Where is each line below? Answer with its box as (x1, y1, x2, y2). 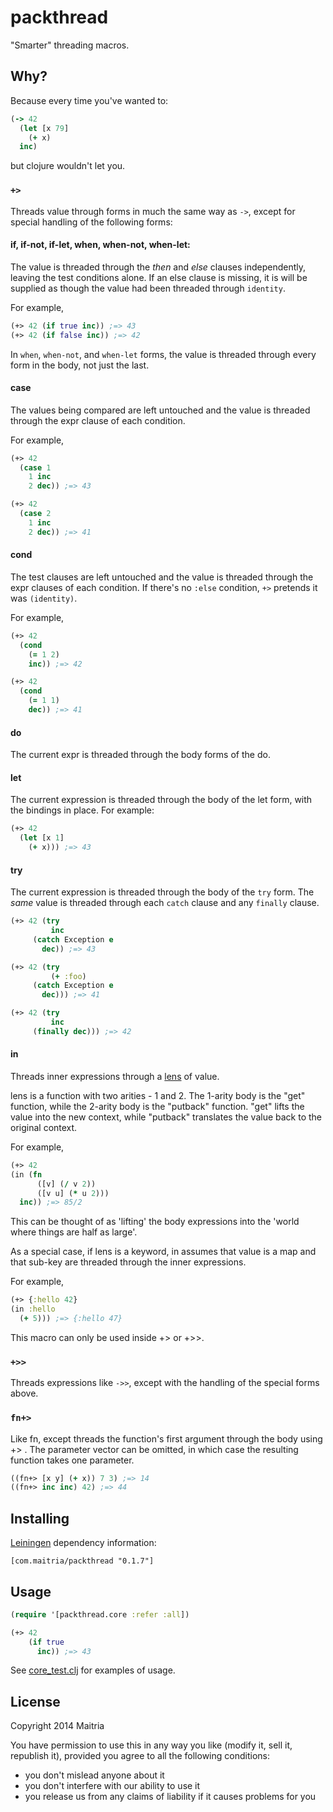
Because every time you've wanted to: (10, 94, 169, 106)
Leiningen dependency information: (10, 1537, 157, 1549)
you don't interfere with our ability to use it (24, 1780, 201, 1792)
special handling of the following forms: (10, 216, 173, 228)
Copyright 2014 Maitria (10, 1720, 105, 1732)
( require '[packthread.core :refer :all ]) (10, 1609, 190, 1620)
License (10, 1693, 61, 1710)
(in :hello (10, 1304, 56, 1315)
